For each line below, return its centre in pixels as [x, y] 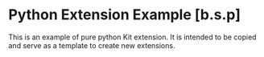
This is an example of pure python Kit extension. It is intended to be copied [132, 37]
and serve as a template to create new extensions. [92, 45]
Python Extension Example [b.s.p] [125, 15]
